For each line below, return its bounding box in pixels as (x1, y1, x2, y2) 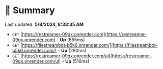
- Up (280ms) (58, 47, 87, 53)
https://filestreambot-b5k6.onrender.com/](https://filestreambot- (22, 42, 158, 48)
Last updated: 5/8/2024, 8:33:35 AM (5, 21, 84, 27)
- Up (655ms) (56, 37, 85, 43)
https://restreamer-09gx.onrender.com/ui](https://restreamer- (22, 53, 152, 59)
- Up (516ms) (62, 58, 90, 64)
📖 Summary (5, 5, 55, 16)
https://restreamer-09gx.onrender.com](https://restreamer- (22, 31, 147, 37)
